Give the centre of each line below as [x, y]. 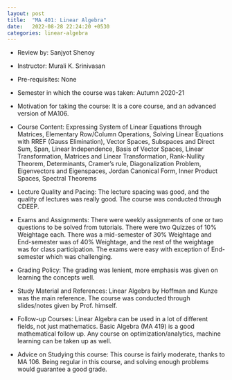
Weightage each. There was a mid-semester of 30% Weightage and [114, 235]
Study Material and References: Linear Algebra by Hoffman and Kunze [117, 291]
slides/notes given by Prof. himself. [67, 306]
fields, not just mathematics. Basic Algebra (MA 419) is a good [106, 327]
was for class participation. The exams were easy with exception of [113, 249]
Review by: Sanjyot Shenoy [56, 53]
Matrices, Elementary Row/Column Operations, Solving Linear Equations [120, 134]
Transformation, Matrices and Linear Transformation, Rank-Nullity [111, 156]
